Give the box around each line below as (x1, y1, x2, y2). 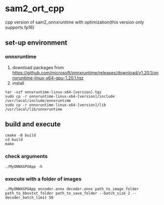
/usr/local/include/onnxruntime (5, 98, 71, 103)
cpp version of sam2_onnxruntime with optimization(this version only (5, 19, 144, 25)
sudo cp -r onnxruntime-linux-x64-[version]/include (5, 94, 115, 99)
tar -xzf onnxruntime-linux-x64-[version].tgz (5, 89, 102, 95)
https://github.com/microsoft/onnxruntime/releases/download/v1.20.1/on (12, 70, 159, 76)
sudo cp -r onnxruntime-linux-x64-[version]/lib (5, 102, 106, 107)
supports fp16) (5, 24, 35, 30)
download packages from (12, 64, 64, 70)
